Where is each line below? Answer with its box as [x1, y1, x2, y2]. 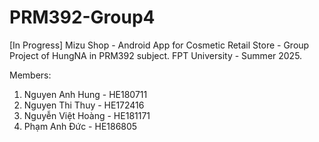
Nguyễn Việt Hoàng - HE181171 [23, 109, 151, 121]
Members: [9, 69, 52, 81]
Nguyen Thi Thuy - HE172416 [23, 99, 145, 111]
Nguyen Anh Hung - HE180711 [23, 88, 148, 100]
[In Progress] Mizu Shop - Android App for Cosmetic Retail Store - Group [9, 39, 310, 51]
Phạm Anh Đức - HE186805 [23, 120, 138, 132]
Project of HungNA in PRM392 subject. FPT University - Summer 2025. [9, 49, 303, 61]
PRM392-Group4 [9, 6, 156, 29]
